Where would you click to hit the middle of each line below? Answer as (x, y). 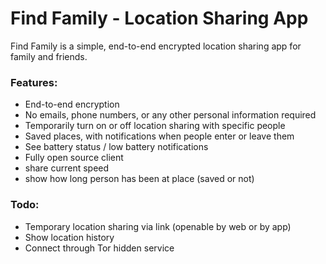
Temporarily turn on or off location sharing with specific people (155, 126)
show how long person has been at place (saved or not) (139, 179)
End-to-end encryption (72, 104)
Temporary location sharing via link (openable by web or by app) (158, 226)
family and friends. (49, 56)
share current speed (67, 168)
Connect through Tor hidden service (99, 248)
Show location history (69, 237)
